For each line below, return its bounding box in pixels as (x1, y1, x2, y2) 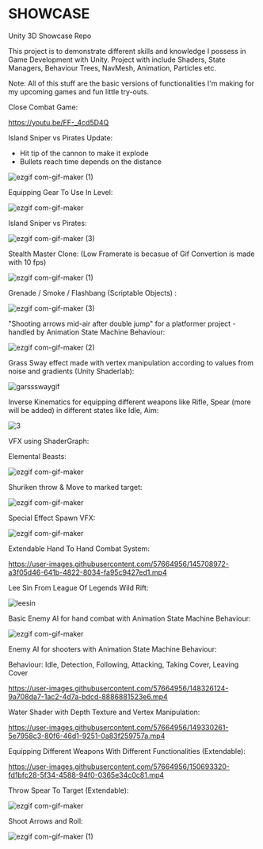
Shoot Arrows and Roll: (8, 816, 83, 825)
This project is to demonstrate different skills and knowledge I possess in (8, 46, 246, 55)
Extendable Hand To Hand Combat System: (8, 544, 151, 553)
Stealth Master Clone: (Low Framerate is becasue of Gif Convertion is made (8, 249, 255, 258)
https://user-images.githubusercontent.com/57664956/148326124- (8, 683, 229, 693)
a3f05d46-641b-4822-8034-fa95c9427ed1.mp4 (8, 568, 168, 577)
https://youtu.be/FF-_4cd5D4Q (8, 117, 109, 127)
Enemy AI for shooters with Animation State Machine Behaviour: (8, 644, 217, 654)
